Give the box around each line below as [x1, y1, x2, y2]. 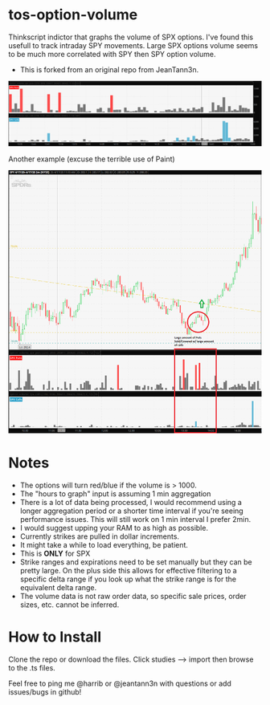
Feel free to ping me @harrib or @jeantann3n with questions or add [8, 679, 231, 688]
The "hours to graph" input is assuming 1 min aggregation [19, 488, 211, 499]
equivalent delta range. [19, 582, 97, 592]
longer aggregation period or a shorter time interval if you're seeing [19, 506, 243, 516]
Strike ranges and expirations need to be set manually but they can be [19, 556, 252, 567]
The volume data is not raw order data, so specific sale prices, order [19, 591, 247, 601]
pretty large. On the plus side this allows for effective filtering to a [19, 565, 237, 575]
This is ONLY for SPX [19, 548, 91, 558]
